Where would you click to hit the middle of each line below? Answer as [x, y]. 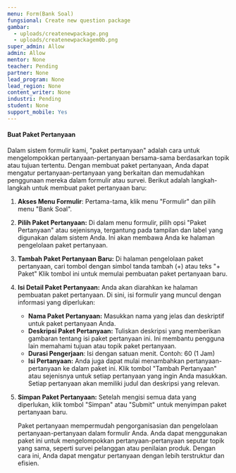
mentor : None [26, 60]
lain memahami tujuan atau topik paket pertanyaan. [102, 345]
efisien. [28, 463]
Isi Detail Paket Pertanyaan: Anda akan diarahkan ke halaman [108, 287]
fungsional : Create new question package [69, 20]
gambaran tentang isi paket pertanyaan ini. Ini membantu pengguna [126, 338]
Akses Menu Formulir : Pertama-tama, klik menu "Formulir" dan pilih [117, 201]
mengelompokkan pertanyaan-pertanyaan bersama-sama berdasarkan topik [118, 158]
